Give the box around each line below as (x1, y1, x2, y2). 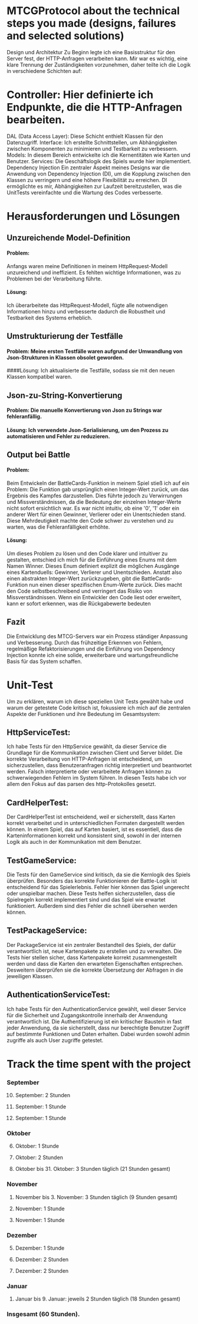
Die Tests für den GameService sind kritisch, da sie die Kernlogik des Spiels (6, 871, 191, 879)
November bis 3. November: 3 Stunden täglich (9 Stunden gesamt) (15, 1193, 178, 1200)
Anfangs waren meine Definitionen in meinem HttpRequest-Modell (6, 262, 168, 269)
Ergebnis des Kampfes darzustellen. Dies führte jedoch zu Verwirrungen (6, 492, 183, 499)
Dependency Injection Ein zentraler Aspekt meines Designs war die (6, 164, 170, 171)
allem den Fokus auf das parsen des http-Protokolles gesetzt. (6, 781, 156, 788)
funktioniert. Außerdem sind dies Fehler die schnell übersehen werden (6, 903, 178, 910)
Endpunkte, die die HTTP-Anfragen (6, 101, 183, 114)
